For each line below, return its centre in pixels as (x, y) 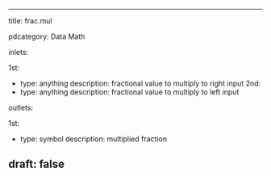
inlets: (19, 52)
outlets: (21, 107)
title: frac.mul (30, 21)
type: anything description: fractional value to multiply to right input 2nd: (140, 83)
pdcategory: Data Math (47, 36)
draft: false (36, 164)
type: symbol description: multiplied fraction (94, 139)
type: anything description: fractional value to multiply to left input (129, 92)
